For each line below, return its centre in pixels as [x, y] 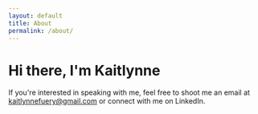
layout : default [35, 16]
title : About [30, 23]
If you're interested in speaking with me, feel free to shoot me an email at [129, 92]
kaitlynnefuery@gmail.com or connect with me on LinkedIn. [107, 101]
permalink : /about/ [41, 31]
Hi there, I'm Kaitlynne [84, 70]
